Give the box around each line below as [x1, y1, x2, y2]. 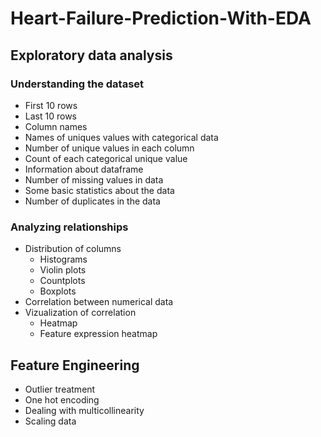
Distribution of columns [24, 243, 122, 255]
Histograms [39, 253, 88, 266]
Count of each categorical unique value [24, 152, 188, 164]
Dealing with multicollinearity [24, 404, 145, 416]
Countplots [39, 275, 86, 287]
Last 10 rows [24, 110, 77, 122]
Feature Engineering [10, 357, 140, 374]
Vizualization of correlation [24, 307, 137, 319]
